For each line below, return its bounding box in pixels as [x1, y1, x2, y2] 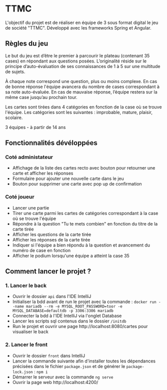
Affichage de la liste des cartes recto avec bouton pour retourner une [12, 165, 155, 171]
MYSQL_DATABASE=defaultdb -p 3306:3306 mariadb [12, 308, 113, 313]
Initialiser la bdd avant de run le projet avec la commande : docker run [12, 298, 156, 305]
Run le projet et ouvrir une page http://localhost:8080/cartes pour [12, 323, 148, 329]
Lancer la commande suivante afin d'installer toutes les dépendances [12, 358, 156, 364]
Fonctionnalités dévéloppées [5, 138, 97, 147]
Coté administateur [5, 153, 53, 160]
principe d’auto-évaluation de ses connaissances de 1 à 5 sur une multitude [5, 63, 160, 69]
